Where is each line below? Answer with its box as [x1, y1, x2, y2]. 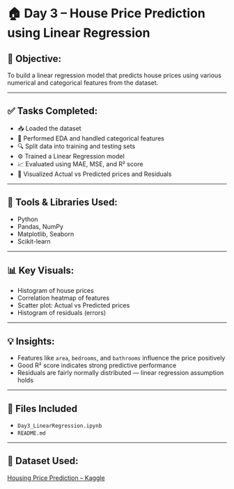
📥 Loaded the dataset [17, 124, 81, 132]
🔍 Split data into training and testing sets [17, 142, 136, 150]
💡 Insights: [7, 335, 55, 347]
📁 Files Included [7, 403, 78, 415]
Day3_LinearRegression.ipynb [17, 422, 102, 430]
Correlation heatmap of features [17, 294, 110, 303]
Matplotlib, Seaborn [17, 230, 75, 238]
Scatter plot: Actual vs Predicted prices [17, 301, 130, 310]
